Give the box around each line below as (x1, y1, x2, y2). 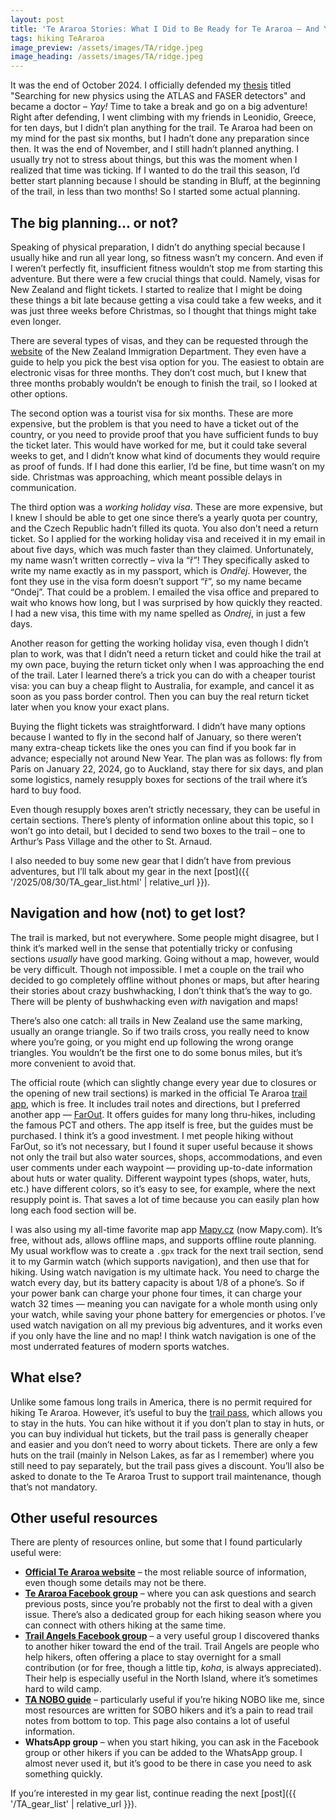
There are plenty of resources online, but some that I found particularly (10, 1536, 303, 1548)
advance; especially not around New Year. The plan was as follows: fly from (10, 752, 323, 764)
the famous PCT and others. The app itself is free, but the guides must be (10, 1119, 314, 1131)
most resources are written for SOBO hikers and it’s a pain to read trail (24, 1704, 313, 1716)
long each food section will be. (10, 1204, 137, 1216)
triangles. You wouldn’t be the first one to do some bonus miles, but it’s (10, 1046, 303, 1058)
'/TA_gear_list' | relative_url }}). (10, 1798, 138, 1810)
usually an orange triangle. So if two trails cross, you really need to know (10, 1025, 310, 1037)
